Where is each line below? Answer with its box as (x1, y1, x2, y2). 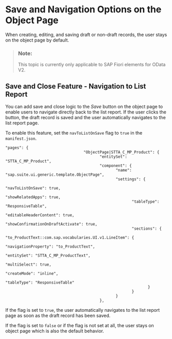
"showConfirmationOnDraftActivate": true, (5, 222, 98, 227)
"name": (115, 168, 132, 173)
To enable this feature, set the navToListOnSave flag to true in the (5, 130, 143, 136)
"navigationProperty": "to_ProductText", (5, 244, 95, 250)
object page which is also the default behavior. (5, 328, 104, 334)
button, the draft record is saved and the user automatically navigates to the (5, 115, 166, 121)
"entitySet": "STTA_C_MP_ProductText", (5, 253, 91, 258)
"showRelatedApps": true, (5, 195, 61, 200)
